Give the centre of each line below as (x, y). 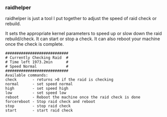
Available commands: (27, 75)
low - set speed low (36, 93)
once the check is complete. (34, 44)
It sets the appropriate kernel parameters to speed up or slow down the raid (83, 34)
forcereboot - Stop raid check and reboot (50, 102)
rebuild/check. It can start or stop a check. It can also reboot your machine (82, 39)
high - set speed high (37, 89)
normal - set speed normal (39, 84)
